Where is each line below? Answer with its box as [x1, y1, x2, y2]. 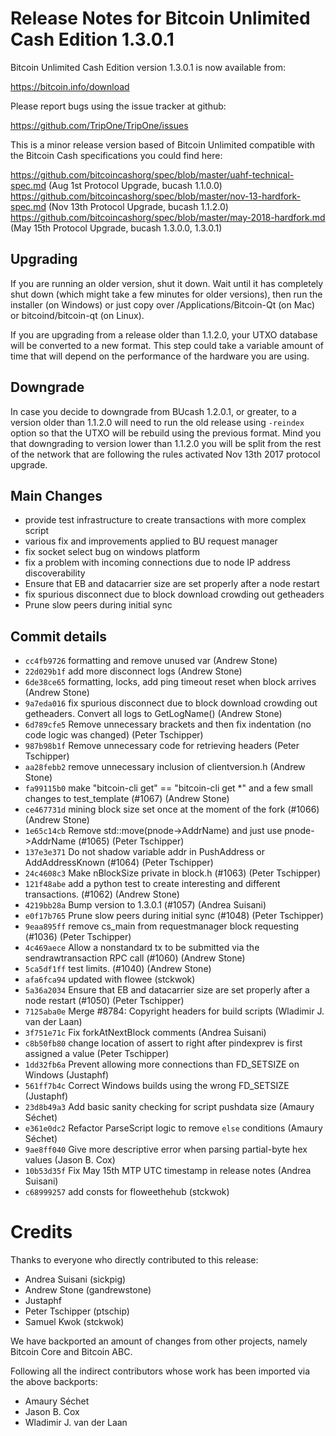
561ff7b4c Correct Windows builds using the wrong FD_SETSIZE [24, 1080, 290, 1092]
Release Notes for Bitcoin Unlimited [10, 7, 311, 30]
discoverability [24, 567, 86, 579]
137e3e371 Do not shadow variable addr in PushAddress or [24, 846, 265, 858]
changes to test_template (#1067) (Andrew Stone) [24, 793, 230, 805]
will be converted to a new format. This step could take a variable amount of [10, 339, 324, 351]
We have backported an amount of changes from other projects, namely [10, 1335, 308, 1347]
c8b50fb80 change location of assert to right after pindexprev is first [24, 1037, 303, 1049]
